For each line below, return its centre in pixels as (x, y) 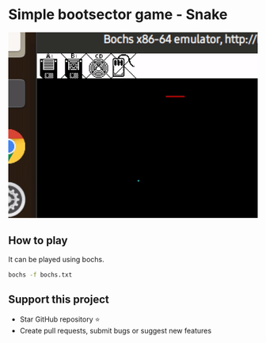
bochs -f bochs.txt (40, 275)
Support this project (59, 300)
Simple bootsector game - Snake (118, 15)
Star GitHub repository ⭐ (60, 319)
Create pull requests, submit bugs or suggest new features (116, 330)
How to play (38, 240)
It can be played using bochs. (56, 259)
